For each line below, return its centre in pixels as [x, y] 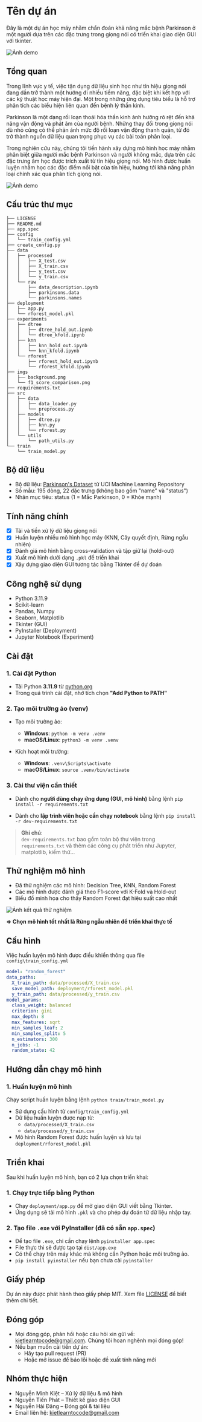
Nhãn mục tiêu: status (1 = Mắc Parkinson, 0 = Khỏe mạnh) [88, 497]
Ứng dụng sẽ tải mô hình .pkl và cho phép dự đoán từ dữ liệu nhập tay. [103, 1212]
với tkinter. [19, 41]
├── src [16, 393]
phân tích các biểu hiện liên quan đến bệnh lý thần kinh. [76, 105]
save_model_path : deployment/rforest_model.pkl [73, 988]
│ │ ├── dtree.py [33, 419]
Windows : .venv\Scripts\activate [68, 763]
